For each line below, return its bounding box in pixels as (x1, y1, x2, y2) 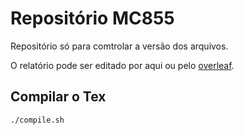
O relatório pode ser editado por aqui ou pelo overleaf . (10, 59, 235, 71)
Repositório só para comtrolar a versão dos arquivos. (10, 40, 229, 52)
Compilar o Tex (10, 88, 107, 106)
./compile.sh (10, 115, 65, 125)
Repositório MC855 (10, 7, 175, 30)
